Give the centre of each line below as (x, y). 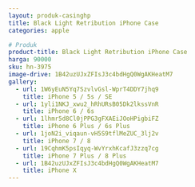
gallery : (23, 82)
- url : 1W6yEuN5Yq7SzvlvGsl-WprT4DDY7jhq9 (87, 89)
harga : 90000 (30, 60)
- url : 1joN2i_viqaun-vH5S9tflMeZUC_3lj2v (87, 134)
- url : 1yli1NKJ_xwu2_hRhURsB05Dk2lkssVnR (87, 104)
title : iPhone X (50, 171)
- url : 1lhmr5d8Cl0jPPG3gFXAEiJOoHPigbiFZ (87, 119)
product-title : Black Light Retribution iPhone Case (98, 53)
